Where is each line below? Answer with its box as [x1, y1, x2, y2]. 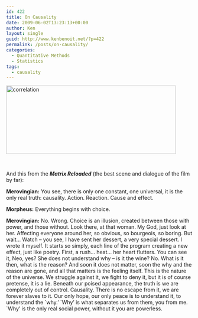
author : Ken [6, 25, 35, 31]
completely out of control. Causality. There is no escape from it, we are [6, 286, 179, 293]
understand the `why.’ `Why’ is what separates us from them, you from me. [6, 299, 188, 306]
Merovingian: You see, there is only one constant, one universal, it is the [6, 188, 183, 195]
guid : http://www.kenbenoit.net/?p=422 [6, 36, 105, 42]
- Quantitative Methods [11, 53, 70, 59]
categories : [6, 47, 35, 53]
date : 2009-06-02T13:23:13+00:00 [6, 20, 89, 25]
